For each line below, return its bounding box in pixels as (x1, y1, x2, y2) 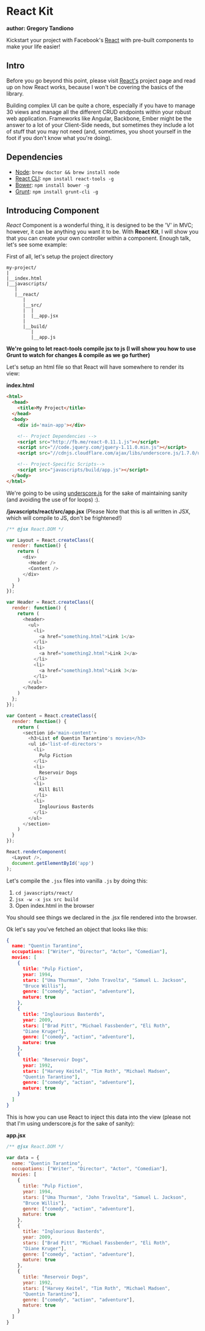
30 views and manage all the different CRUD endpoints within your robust (6, 108, 192, 116)
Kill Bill (38, 787, 64, 793)
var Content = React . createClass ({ (6, 713, 97, 719)
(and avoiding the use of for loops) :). (6, 495, 100, 503)
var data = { (6, 1154, 40, 1160)
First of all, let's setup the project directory (6, 253, 113, 261)
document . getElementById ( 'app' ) (12, 860, 95, 866)
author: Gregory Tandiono (6, 24, 74, 32)
